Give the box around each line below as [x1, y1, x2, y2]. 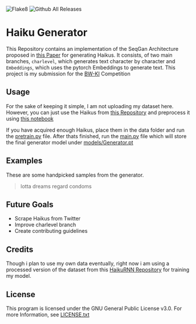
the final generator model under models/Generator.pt [6, 139, 134, 146]
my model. [6, 273, 32, 280]
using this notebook [6, 115, 54, 122]
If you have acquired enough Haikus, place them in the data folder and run [6, 126, 185, 133]
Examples [6, 156, 43, 166]
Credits [6, 244, 34, 254]
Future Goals [6, 199, 54, 209]
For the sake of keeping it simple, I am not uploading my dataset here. [6, 102, 174, 109]
